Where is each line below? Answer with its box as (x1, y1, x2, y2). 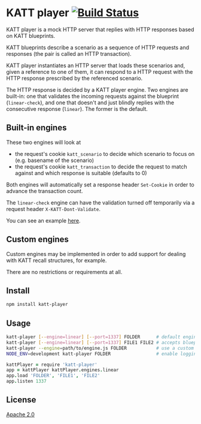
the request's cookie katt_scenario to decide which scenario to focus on (14, 150, 195, 157)
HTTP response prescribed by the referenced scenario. (6, 74, 143, 82)
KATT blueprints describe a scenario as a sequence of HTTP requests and (6, 44, 190, 51)
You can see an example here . (6, 216, 81, 224)
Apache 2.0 (6, 411, 35, 418)
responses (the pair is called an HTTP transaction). (6, 50, 132, 57)
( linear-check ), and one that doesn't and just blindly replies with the (6, 99, 175, 106)
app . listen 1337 (6, 378, 47, 384)
